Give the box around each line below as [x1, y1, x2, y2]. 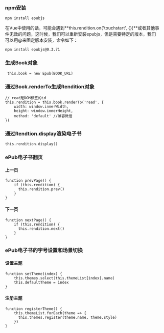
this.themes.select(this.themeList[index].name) [14, 276, 115, 280]
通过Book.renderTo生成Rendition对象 [5, 83, 94, 90]
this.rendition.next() [18, 226, 65, 231]
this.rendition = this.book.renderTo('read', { [5, 100, 104, 105]
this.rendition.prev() [18, 187, 65, 192]
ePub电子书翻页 [5, 154, 43, 161]
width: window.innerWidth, [14, 104, 69, 109]
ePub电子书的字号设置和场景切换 [5, 247, 83, 254]
